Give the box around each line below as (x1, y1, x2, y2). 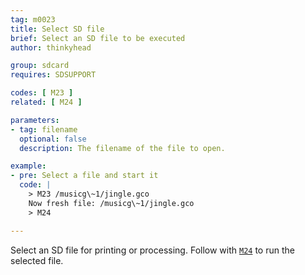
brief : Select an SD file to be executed (10, 33, 186, 43)
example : (10, 161, 47, 171)
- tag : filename (10, 124, 78, 135)
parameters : (10, 115, 60, 125)
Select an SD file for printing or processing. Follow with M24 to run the (10, 244, 295, 256)
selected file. (10, 254, 64, 266)
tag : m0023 (10, 14, 56, 25)
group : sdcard (10, 61, 70, 71)
